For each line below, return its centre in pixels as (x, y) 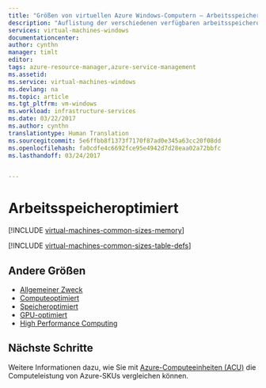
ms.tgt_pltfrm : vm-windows (53, 104)
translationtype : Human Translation (68, 133)
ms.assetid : (28, 74)
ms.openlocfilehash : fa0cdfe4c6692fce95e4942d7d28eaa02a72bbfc (115, 148)
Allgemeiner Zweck (51, 289)
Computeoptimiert (49, 298)
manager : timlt (33, 52)
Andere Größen (47, 270)
